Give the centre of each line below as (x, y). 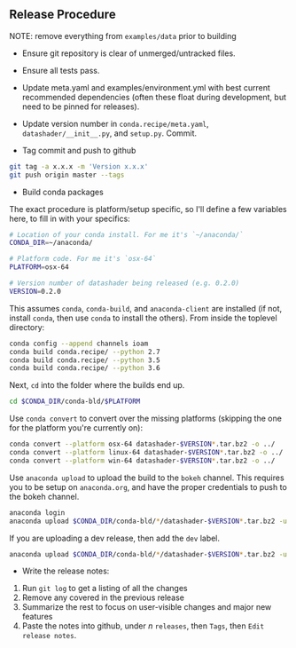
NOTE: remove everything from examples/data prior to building (123, 36)
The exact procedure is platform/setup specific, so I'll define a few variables (148, 209)
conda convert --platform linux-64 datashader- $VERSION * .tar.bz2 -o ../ (146, 453)
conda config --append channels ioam (79, 344)
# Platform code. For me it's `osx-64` (83, 259)
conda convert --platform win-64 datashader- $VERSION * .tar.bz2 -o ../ (142, 461)
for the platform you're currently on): (76, 428)
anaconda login (37, 513)
